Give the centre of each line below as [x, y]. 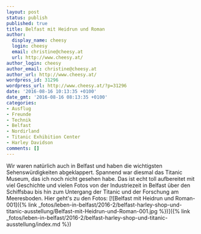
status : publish [27, 18]
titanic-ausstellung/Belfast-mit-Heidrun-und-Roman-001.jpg [82, 211]
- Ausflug [19, 108]
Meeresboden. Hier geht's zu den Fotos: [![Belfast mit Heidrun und [90, 198]
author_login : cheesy [34, 63]
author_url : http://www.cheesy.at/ [52, 75]
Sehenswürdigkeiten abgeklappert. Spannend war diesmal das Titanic [94, 172]
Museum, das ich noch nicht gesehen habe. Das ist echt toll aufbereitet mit [100, 178]
